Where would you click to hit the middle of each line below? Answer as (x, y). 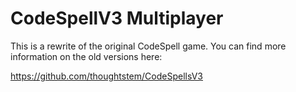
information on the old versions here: (86, 56)
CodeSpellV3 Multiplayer (117, 18)
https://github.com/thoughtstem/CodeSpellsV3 (106, 76)
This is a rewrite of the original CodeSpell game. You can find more (148, 46)
